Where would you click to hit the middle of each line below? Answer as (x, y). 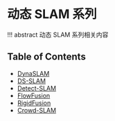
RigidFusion (34, 103)
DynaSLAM (33, 73)
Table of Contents (47, 57)
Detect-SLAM (37, 88)
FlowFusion (34, 95)
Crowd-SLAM (37, 110)
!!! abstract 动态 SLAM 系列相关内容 (58, 35)
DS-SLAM (32, 81)
